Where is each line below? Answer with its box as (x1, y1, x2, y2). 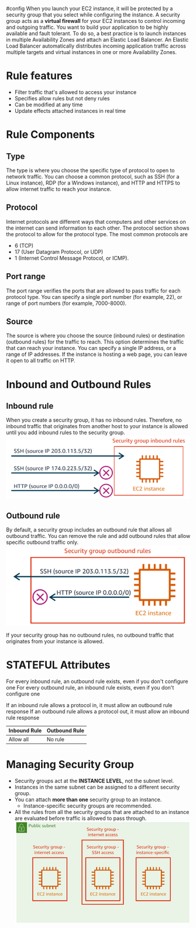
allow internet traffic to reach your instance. (6, 185, 112, 193)
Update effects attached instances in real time (14, 107, 126, 114)
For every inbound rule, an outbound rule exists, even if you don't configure (6, 678, 188, 685)
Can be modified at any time (14, 101, 83, 108)
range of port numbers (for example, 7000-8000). (6, 300, 127, 307)
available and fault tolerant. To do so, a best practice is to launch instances (6, 30, 187, 37)
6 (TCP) (14, 242, 34, 249)
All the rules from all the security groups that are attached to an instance (14, 808, 190, 815)
